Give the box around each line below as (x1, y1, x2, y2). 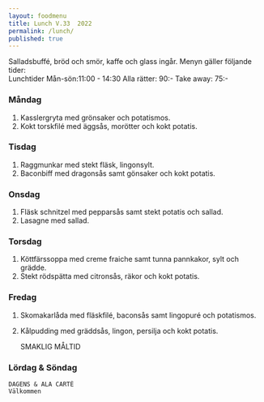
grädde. (19, 263, 47, 272)
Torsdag (8, 236, 42, 247)
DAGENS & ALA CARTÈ (8, 380, 75, 389)
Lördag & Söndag (8, 361, 78, 373)
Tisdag (8, 141, 36, 152)
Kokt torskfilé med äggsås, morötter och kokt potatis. (19, 121, 198, 130)
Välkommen (8, 387, 42, 396)
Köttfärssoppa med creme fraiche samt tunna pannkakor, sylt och (19, 254, 239, 264)
